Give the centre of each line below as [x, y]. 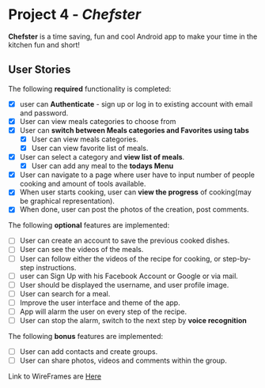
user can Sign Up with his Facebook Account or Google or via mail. [129, 276]
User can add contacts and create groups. [89, 351]
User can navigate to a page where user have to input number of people [137, 175]
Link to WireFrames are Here [55, 376]
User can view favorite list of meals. [90, 148]
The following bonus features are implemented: [86, 336]
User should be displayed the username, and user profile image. [124, 284]
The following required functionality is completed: [90, 89]
